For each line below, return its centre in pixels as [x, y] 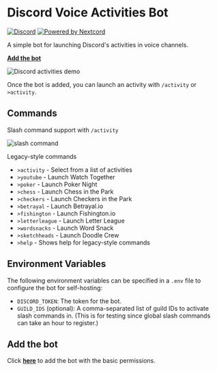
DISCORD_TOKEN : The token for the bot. [69, 301]
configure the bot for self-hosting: [55, 287]
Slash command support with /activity [63, 130]
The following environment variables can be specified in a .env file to [104, 280]
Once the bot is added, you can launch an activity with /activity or [102, 84]
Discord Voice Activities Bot [88, 13]
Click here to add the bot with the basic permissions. [81, 361]
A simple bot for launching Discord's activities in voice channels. [98, 44]
